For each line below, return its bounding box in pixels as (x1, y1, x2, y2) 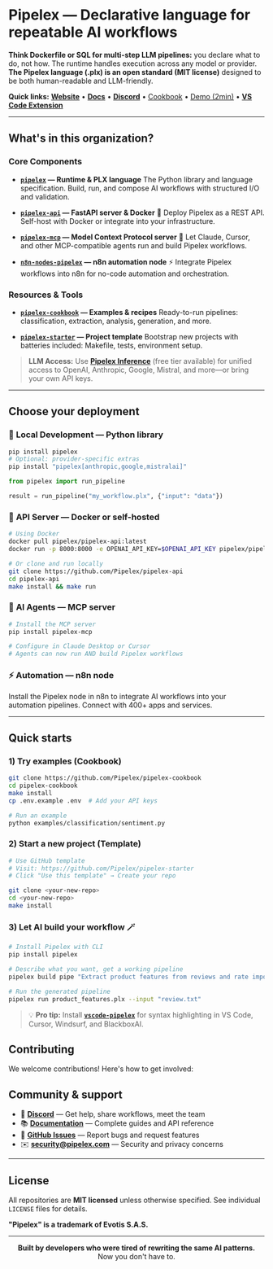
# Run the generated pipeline (8, 987, 111, 996)
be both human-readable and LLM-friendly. (8, 76, 154, 85)
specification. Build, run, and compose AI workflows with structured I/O (19, 183, 260, 193)
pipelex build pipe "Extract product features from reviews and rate (8, 973, 249, 981)
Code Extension (8, 100, 63, 110)
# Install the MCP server (8, 620, 96, 628)
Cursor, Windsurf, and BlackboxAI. (28, 1019, 144, 1029)
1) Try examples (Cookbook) (8, 755, 122, 767)
